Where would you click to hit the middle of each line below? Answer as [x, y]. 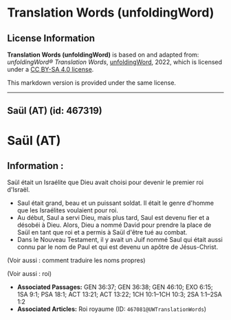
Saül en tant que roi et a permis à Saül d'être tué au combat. [102, 232]
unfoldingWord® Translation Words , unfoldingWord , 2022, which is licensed [114, 62]
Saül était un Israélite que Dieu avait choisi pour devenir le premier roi [106, 182]
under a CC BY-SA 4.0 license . [51, 69]
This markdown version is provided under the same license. [92, 83]
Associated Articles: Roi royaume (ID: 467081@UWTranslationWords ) [112, 309]
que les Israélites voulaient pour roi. [67, 210]
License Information [51, 38]
